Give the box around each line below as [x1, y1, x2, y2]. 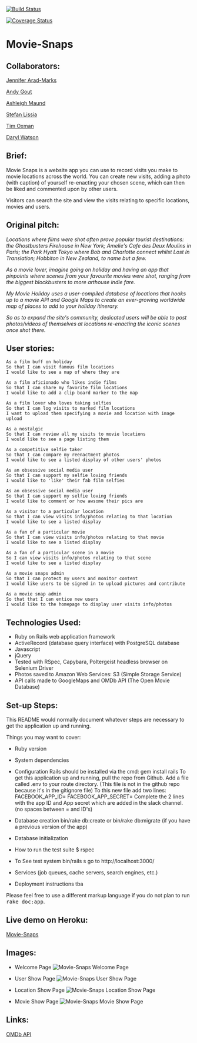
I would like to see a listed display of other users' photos [6, 457, 162, 463]
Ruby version [14, 745, 47, 752]
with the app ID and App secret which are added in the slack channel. [14, 799, 183, 807]
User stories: [6, 344, 55, 354]
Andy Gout [6, 88, 32, 95]
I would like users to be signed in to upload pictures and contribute [6, 581, 185, 587]
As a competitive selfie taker [6, 447, 83, 453]
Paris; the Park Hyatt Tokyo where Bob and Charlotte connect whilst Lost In [6, 248, 190, 255]
